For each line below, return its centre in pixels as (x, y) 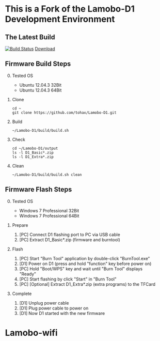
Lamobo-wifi (32, 333)
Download (45, 49)
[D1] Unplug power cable (44, 303)
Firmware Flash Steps (39, 190)
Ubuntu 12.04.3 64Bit (40, 90)
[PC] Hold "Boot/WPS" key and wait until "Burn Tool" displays (81, 269)
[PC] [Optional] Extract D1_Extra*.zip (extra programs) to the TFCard (87, 284)
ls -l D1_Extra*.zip (33, 157)
